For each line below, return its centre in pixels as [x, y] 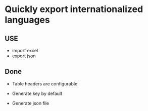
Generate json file [31, 103]
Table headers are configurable [45, 83]
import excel [25, 50]
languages [27, 20]
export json [24, 56]
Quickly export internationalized [74, 9]
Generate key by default [37, 93]
